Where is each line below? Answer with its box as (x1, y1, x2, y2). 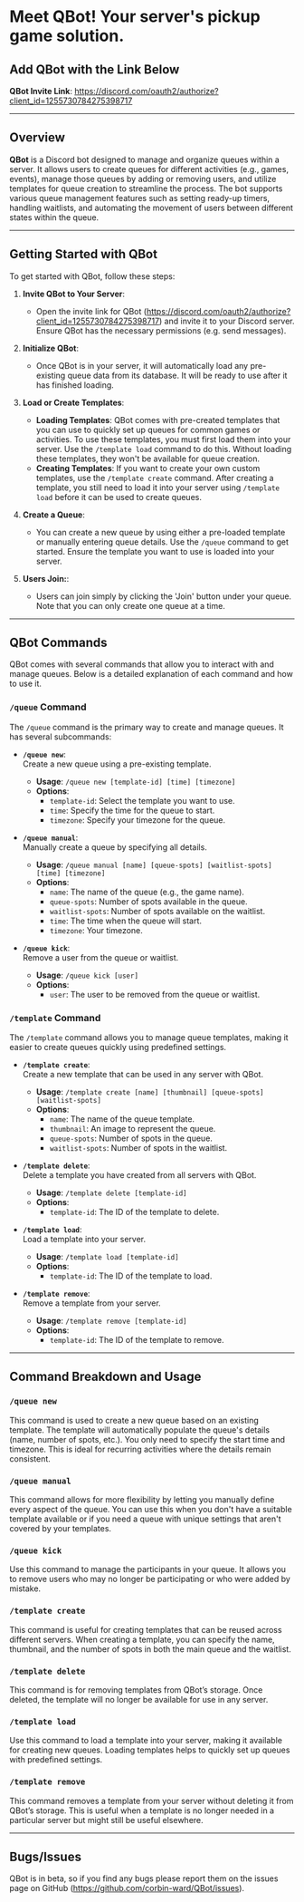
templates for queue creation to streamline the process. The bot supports (9, 183, 283, 194)
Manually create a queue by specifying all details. (22, 841, 208, 853)
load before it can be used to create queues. (35, 491, 202, 502)
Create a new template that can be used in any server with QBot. (22, 1069, 264, 1080)
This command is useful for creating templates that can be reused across (9, 1624, 282, 1635)
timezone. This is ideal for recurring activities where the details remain (9, 1443, 271, 1454)
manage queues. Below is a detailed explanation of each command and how (9, 669, 294, 680)
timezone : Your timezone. (49, 924, 143, 935)
